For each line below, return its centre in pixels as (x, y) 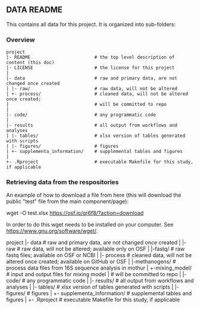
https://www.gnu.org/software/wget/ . (52, 231)
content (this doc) (30, 63)
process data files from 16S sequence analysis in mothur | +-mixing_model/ (99, 268)
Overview (21, 39)
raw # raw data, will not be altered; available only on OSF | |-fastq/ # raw (96, 249)
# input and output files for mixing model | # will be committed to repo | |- (96, 274)
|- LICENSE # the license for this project (90, 68)
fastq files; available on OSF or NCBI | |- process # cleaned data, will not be (99, 255)
